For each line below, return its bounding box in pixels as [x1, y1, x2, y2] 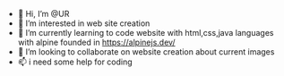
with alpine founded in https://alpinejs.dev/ [17, 37, 176, 47]
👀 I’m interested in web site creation [17, 18, 151, 29]
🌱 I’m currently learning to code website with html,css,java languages [17, 28, 274, 38]
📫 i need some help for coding [17, 56, 133, 67]
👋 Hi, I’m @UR [17, 9, 70, 19]
